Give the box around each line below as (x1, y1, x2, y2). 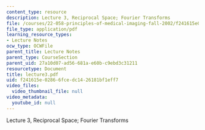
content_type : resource (6, 9, 67, 15)
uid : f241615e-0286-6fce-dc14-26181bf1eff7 (6, 77, 119, 83)
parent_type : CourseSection (6, 54, 78, 60)
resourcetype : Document (6, 65, 67, 72)
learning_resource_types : (6, 32, 72, 38)
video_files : (6, 83, 40, 89)
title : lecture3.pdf (6, 71, 59, 78)
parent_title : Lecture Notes (6, 49, 81, 55)
